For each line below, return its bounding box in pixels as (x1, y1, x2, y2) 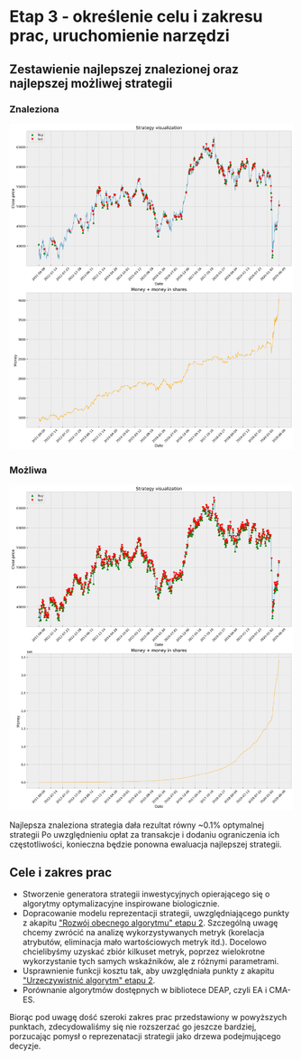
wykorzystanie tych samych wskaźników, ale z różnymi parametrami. (22, 956, 279, 967)
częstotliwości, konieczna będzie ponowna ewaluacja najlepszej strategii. (9, 839, 282, 849)
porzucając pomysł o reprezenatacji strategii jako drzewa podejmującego (9, 1031, 281, 1042)
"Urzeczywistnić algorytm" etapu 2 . (22, 975, 156, 986)
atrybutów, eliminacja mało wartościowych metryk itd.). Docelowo (22, 937, 268, 948)
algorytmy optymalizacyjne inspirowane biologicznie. (22, 898, 220, 909)
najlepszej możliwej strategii (9, 75, 173, 91)
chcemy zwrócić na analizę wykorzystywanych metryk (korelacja (22, 927, 265, 938)
